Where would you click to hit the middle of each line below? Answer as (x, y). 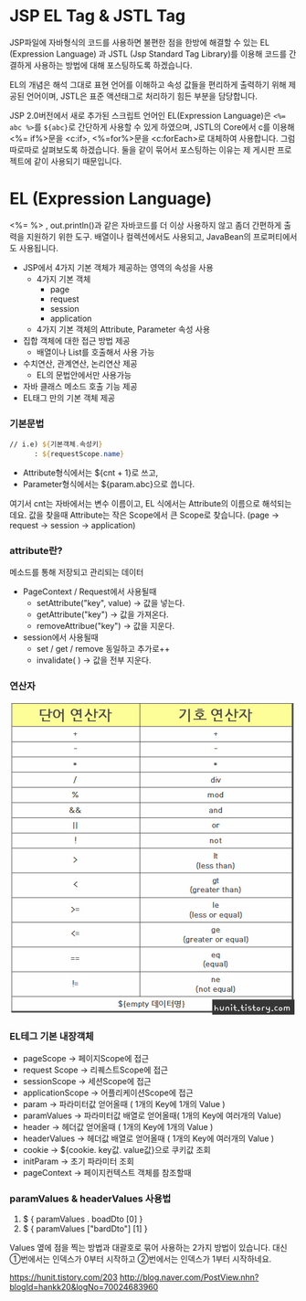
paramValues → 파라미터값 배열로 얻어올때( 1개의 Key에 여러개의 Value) (152, 1115)
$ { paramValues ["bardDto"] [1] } (85, 1229)
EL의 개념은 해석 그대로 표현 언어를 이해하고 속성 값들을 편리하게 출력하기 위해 (148, 84)
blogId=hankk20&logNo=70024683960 (84, 1287)
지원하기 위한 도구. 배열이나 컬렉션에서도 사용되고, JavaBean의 (138, 236)
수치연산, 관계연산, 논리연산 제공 (80, 363)
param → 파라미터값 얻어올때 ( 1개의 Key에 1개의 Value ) (124, 1104)
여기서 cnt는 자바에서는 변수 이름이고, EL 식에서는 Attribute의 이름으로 (135, 503)
